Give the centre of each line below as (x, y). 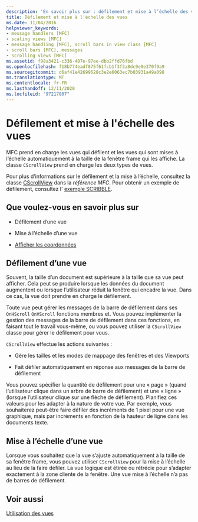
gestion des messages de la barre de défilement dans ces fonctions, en (93, 320)
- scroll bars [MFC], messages (44, 50)
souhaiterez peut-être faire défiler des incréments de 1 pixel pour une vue (95, 410)
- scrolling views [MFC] (37, 56)
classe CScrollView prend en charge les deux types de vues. (80, 165)
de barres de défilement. (36, 481)
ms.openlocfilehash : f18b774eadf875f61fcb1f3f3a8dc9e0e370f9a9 (85, 67)
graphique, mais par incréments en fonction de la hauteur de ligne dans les (97, 416)
